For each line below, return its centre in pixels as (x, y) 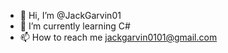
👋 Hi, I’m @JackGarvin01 (70, 15)
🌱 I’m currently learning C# (75, 26)
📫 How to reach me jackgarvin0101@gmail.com (118, 37)
